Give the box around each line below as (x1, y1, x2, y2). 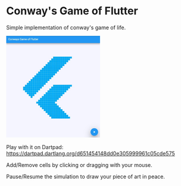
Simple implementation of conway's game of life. (6, 24, 126, 31)
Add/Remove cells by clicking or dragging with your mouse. (6, 161, 153, 168)
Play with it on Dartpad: (6, 143, 64, 150)
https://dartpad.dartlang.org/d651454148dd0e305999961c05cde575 (6, 150, 175, 157)
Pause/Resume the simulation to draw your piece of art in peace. (6, 173, 166, 180)
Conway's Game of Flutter (6, 4, 138, 18)
